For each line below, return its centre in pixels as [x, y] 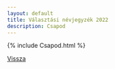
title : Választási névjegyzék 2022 [58, 20]
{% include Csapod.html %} [46, 46]
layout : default [30, 13]
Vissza [16, 59]
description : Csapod [37, 26]
